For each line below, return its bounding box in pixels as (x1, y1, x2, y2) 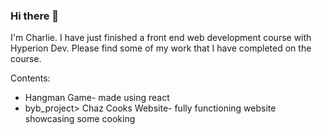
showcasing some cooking (24, 113, 136, 125)
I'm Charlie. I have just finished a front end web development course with (10, 32, 312, 44)
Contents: (10, 72, 51, 84)
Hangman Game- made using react (24, 92, 170, 104)
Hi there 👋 (10, 9, 60, 23)
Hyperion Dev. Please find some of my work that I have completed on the (10, 42, 312, 54)
